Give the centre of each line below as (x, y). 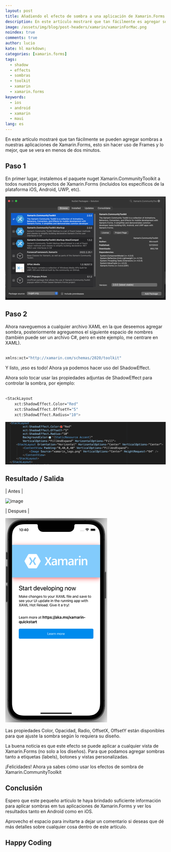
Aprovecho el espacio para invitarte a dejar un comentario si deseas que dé (85, 821)
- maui (17, 119)
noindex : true (20, 32)
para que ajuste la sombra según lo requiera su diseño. (63, 736)
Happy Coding (28, 843)
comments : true (21, 38)
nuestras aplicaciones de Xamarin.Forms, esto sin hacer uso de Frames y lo (84, 145)
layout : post (19, 11)
